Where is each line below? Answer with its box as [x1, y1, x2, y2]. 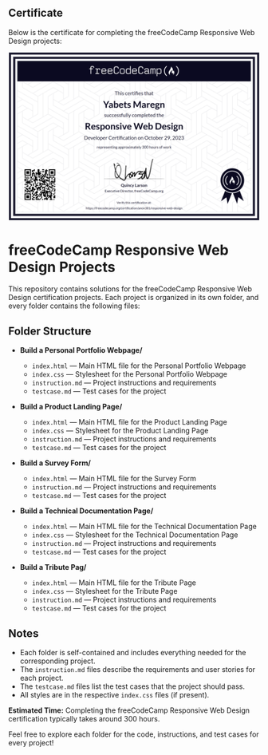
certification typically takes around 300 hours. [8, 714, 160, 724]
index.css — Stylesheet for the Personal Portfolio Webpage [31, 370, 228, 379]
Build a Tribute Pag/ [19, 563, 87, 572]
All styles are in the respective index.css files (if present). [19, 690, 210, 700]
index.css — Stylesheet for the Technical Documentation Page [31, 530, 238, 540]
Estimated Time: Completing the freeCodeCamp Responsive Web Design [8, 706, 250, 715]
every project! [8, 738, 54, 748]
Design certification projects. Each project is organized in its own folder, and [8, 293, 259, 302]
